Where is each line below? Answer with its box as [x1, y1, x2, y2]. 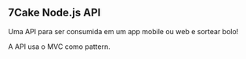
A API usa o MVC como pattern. [8, 42, 111, 51]
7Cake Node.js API [8, 6, 101, 19]
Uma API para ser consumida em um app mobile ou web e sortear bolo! [8, 26, 239, 36]
